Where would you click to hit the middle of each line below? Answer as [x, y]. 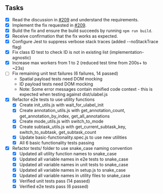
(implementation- [127, 52]
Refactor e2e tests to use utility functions [53, 99]
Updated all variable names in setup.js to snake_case [72, 170]
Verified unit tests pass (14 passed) [55, 181]
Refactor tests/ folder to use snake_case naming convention [72, 148]
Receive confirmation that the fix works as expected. [65, 36]
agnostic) [22, 58]
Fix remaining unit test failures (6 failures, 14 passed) [65, 73]
